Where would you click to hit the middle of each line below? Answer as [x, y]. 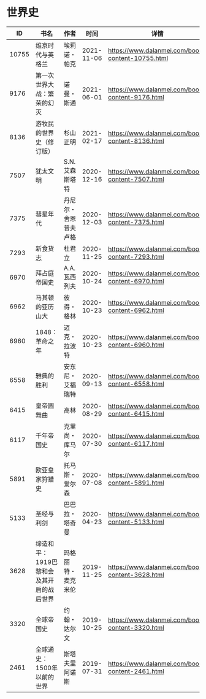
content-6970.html [136, 281]
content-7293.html [136, 256]
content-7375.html [136, 222]
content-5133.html [136, 522]
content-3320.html [136, 627]
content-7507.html [136, 179]
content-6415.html [136, 413]
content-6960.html [136, 345]
